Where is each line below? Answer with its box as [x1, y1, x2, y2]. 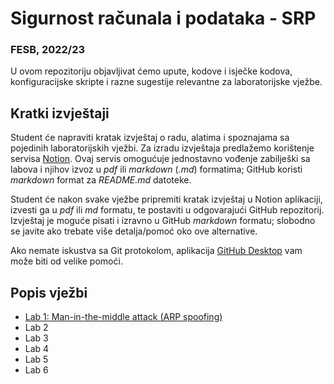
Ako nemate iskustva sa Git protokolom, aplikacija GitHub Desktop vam [10, 245, 303, 257]
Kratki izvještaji [10, 105, 110, 122]
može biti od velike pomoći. [10, 255, 123, 267]
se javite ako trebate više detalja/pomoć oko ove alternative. [10, 225, 258, 237]
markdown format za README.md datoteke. [10, 174, 192, 186]
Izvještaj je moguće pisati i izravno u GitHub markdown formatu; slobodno [10, 215, 316, 227]
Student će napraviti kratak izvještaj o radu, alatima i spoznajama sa [10, 132, 290, 144]
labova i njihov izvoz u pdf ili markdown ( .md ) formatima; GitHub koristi [10, 163, 303, 176]
